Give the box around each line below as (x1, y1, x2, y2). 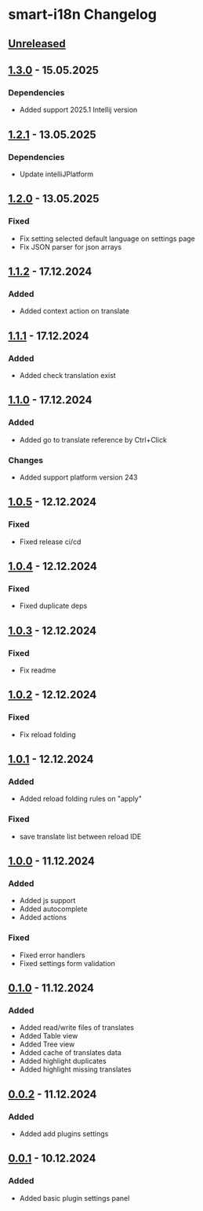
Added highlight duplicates (19, 1057, 107, 1066)
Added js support (19, 896, 76, 905)
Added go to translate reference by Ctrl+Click (19, 435, 167, 444)
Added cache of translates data (19, 1048, 121, 1057)
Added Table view (19, 1031, 78, 1041)
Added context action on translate (19, 306, 129, 316)
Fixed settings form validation (19, 958, 116, 968)
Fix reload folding (19, 730, 76, 739)
